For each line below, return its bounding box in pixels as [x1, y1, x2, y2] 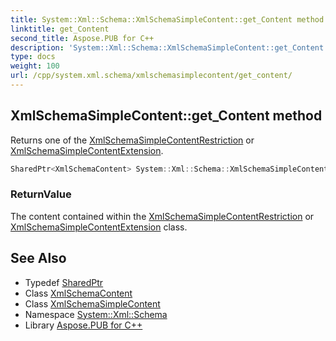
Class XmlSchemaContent [24, 287, 133, 299]
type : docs [10, 52, 56, 62]
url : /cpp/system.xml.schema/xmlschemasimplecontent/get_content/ [10, 71, 293, 81]
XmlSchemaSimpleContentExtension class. [10, 221, 188, 233]
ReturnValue [10, 187, 72, 201]
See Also [10, 250, 67, 267]
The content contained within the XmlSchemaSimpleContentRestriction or [10, 210, 315, 222]
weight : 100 [10, 61, 60, 71]
